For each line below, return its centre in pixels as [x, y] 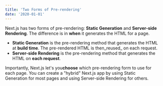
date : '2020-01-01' [25, 14]
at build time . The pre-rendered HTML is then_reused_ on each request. [85, 48]
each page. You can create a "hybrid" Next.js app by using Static [70, 73]
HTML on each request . [36, 58]
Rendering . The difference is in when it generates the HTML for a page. [77, 33]
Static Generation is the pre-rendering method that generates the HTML [85, 43]
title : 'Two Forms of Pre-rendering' [43, 10]
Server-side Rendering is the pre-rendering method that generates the [84, 53]
